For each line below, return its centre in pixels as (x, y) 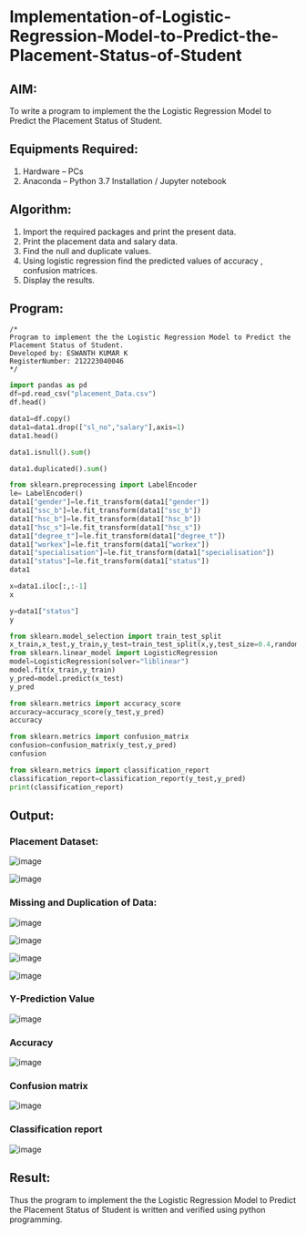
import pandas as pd (49, 386)
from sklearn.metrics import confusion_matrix (99, 737)
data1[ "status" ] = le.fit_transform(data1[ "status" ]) (109, 561)
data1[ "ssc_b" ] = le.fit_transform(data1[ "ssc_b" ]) (106, 511)
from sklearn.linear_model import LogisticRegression (114, 653)
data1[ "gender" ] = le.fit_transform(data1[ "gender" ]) (109, 502)
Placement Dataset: (54, 841)
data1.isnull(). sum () (51, 452)
